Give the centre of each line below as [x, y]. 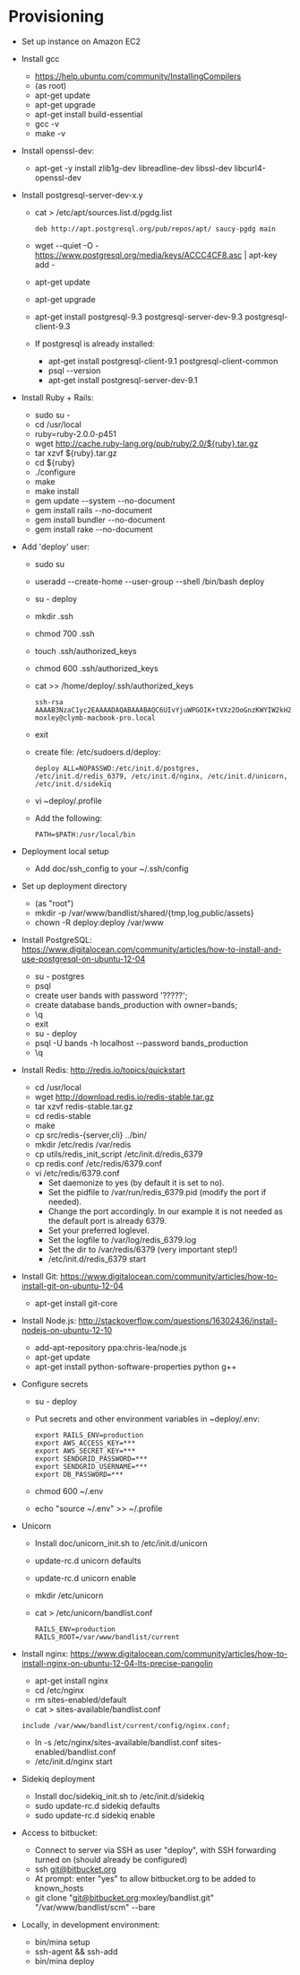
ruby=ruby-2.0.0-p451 [76, 433]
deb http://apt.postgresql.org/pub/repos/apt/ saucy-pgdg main [155, 229]
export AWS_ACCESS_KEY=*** [85, 1443]
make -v [50, 133]
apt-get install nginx [72, 1681]
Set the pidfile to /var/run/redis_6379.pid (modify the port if [157, 1192]
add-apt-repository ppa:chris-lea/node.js [111, 1347]
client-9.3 [52, 326]
